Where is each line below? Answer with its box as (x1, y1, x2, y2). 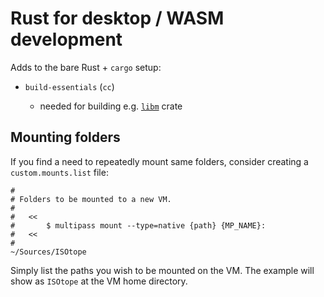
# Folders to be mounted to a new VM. (10, 194, 172, 204)
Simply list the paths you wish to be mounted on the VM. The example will (10, 264, 315, 276)
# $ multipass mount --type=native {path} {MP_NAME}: (10, 220, 267, 231)
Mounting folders (10, 129, 121, 146)
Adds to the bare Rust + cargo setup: (10, 61, 162, 73)
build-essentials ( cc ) (24, 80, 115, 92)
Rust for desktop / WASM (10, 7, 225, 30)
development (10, 28, 123, 51)
